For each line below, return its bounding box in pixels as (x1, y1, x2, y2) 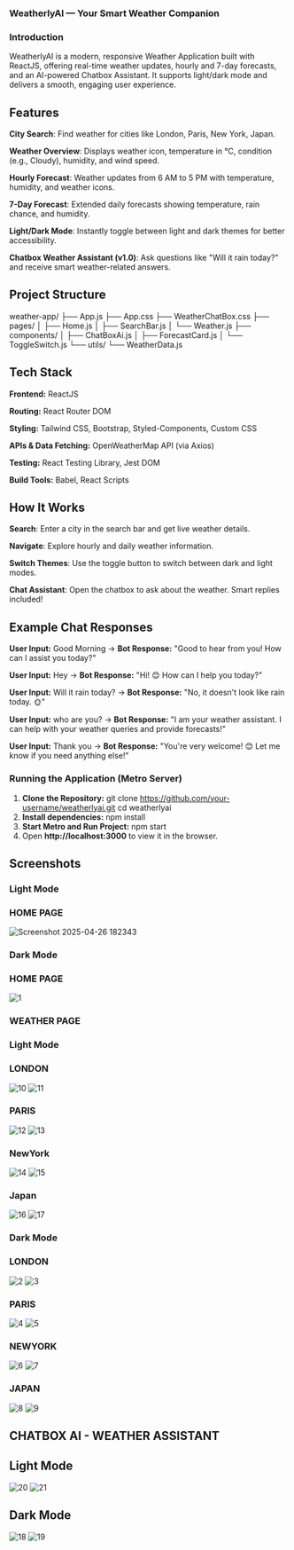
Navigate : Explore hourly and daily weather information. (9, 540, 214, 552)
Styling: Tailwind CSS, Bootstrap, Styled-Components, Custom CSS (9, 422, 258, 433)
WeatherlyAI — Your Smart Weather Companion (9, 7, 220, 20)
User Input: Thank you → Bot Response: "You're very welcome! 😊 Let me (9, 741, 281, 751)
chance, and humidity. (9, 209, 90, 219)
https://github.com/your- (140, 792, 230, 803)
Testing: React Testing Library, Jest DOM (9, 457, 161, 468)
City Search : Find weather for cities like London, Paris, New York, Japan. (9, 129, 276, 139)
